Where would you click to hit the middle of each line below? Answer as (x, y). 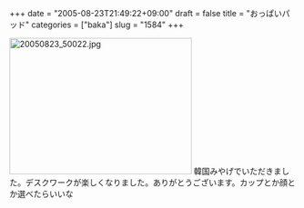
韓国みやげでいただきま (238, 171)
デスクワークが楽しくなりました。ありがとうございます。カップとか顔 (157, 183)
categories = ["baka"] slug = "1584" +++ (108, 25)
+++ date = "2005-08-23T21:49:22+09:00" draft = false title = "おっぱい (146, 13)
